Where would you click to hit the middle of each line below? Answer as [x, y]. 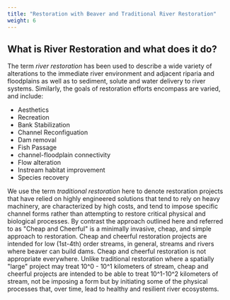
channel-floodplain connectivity [64, 155]
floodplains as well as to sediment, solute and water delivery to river [107, 81]
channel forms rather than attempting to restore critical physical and [107, 214]
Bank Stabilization [44, 125]
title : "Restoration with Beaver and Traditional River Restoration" [112, 14]
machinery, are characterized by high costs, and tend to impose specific [113, 207]
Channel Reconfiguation [53, 132]
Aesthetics [33, 110]
